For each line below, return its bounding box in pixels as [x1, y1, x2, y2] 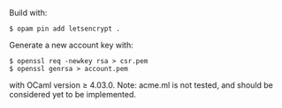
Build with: [9, 8, 48, 18]
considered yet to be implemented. [9, 90, 137, 99]
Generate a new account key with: [9, 40, 134, 50]
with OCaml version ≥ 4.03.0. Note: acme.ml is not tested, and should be [9, 80, 274, 90]
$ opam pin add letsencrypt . [9, 25, 121, 33]
